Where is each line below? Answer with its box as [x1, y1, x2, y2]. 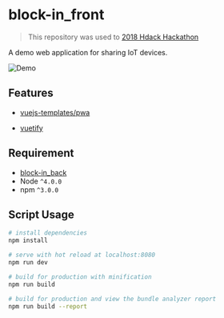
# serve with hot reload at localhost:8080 [8, 251, 156, 260]
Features [8, 87, 54, 100]
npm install [8, 236, 48, 245]
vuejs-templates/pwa [19, 107, 90, 117]
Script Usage [8, 207, 74, 221]
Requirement [8, 147, 74, 160]
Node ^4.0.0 [19, 176, 62, 186]
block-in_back [19, 167, 67, 177]
